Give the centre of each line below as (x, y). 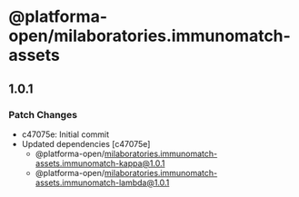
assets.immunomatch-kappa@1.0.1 (100, 163)
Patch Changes (43, 114)
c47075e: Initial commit (65, 134)
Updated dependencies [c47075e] (86, 143)
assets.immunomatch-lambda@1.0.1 (102, 182)
